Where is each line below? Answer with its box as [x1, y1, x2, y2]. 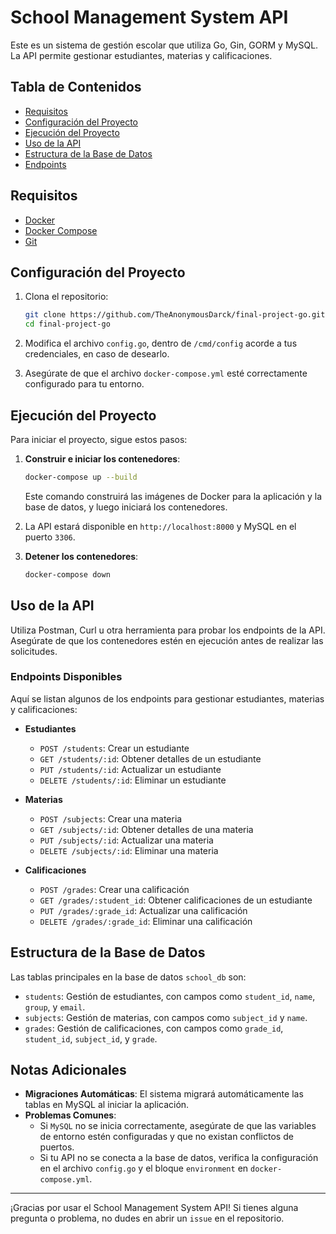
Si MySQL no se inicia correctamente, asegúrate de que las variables [39, 1120, 317, 1132]
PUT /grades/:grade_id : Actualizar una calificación [39, 904, 248, 916]
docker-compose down [24, 569, 111, 580]
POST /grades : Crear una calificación [39, 883, 190, 895]
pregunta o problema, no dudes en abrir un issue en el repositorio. [10, 1212, 285, 1225]
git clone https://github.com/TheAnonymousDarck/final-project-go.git [24, 310, 326, 320]
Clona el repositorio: [24, 291, 109, 303]
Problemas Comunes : [24, 1109, 117, 1121]
